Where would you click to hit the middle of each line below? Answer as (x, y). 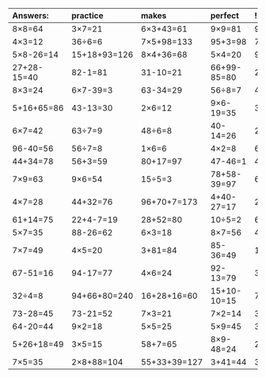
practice (87, 15)
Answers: (30, 15)
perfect (225, 15)
